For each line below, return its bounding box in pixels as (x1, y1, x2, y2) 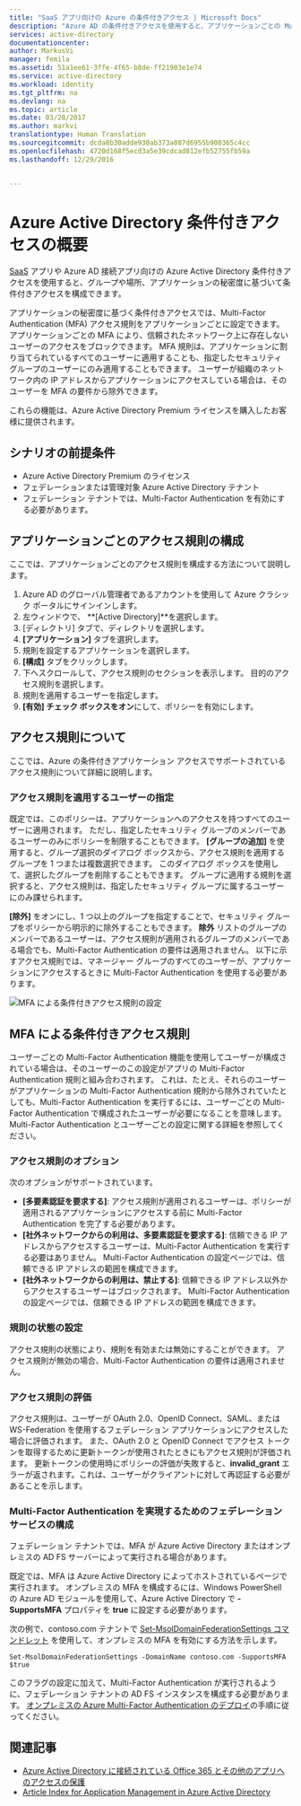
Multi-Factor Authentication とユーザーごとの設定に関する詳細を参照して (9, 1118, 278, 1129)
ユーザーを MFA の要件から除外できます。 (9, 386, 163, 397)
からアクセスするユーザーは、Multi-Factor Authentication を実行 (46, 1241, 283, 1252)
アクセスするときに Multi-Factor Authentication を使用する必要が (39, 967, 279, 978)
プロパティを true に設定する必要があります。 (64, 1604, 232, 1616)
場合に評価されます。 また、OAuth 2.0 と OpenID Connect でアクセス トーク (9, 1435, 291, 1446)
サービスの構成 (9, 1518, 74, 1530)
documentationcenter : (9, 38, 90, 48)
